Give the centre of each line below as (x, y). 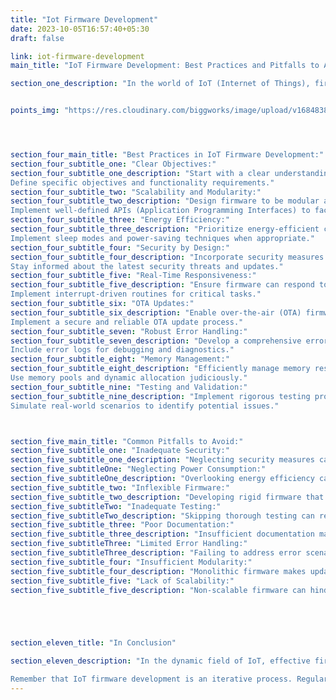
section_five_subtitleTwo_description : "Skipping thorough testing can (162, 516)
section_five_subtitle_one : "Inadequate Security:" (120, 451)
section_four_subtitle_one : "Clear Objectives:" (113, 164)
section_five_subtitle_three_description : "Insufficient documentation (162, 534)
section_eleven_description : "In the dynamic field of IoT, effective (160, 661)
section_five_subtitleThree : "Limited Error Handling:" (129, 544)
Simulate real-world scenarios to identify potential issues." (145, 406)
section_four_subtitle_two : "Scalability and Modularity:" (136, 192)
